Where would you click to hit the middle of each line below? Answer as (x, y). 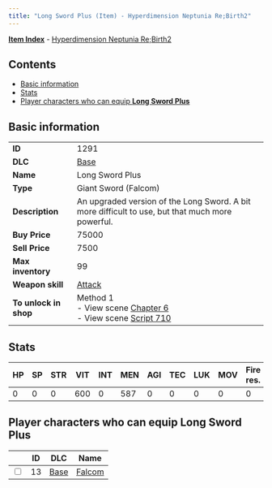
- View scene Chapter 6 (123, 308)
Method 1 (95, 298)
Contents (32, 65)
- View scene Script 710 (124, 318)
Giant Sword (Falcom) (118, 188)
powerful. (95, 222)
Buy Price (32, 235)
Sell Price (31, 248)
